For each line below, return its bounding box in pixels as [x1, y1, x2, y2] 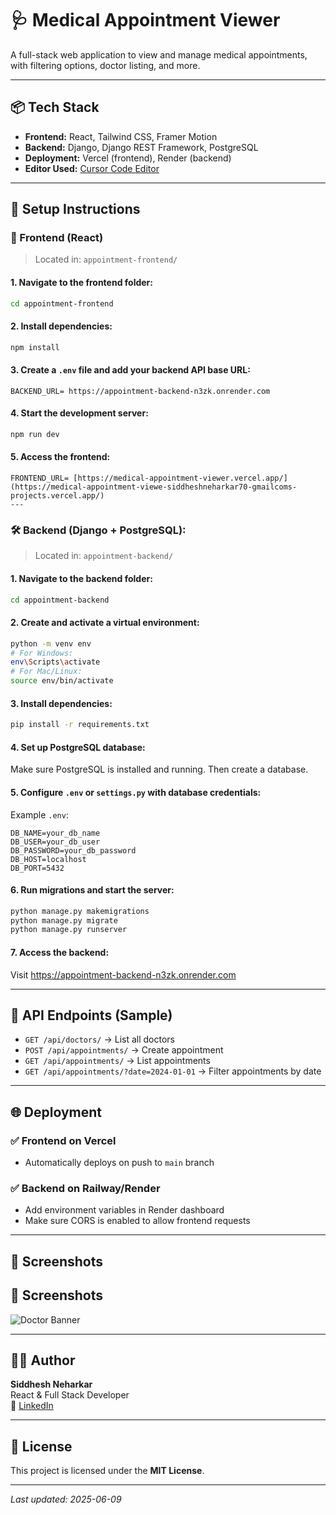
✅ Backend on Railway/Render [10, 1181, 161, 1195]
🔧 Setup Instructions [10, 201, 141, 218]
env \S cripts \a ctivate [10, 657, 101, 667]
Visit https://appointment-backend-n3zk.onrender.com [10, 968, 237, 981]
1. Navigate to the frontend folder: [10, 277, 153, 289]
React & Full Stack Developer [10, 1389, 130, 1401]
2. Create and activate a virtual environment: [10, 617, 200, 629]
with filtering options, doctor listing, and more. [10, 59, 201, 71]
